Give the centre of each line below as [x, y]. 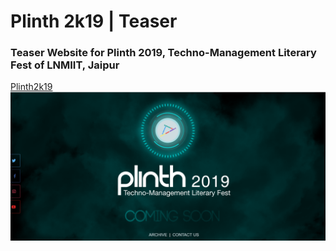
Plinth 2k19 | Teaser [94, 21]
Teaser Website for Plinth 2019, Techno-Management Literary [163, 53]
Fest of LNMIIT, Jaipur [65, 65]
